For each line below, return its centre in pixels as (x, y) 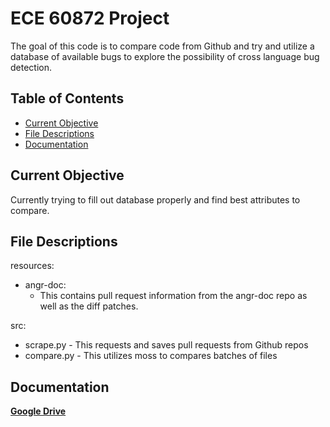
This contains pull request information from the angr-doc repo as (173, 296)
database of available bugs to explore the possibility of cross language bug (165, 56)
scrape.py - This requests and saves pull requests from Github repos (166, 345)
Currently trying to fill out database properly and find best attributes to (155, 199)
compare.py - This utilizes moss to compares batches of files (151, 356)
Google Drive (38, 411)
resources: (32, 266)
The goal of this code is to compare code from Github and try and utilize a (162, 46)
